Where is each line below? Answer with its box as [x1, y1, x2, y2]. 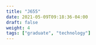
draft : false [6, 19, 38, 25]
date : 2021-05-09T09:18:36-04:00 [6, 14, 88, 20]
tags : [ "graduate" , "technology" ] [6, 30, 91, 36]
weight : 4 [6, 25, 31, 31]
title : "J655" [6, 8, 41, 15]
